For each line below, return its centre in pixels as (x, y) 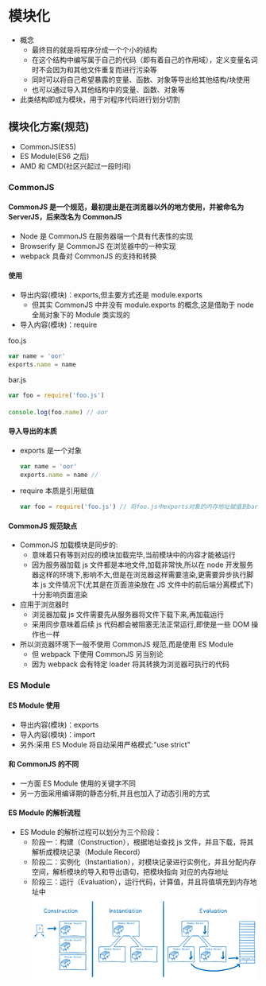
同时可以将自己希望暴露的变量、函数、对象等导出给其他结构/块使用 (141, 80)
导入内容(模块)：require (58, 325)
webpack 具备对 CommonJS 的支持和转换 (88, 256)
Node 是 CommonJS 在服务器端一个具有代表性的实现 (106, 236)
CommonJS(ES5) (48, 146)
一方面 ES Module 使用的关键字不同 (78, 783)
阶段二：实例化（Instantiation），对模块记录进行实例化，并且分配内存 (144, 862)
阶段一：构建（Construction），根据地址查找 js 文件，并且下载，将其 (143, 842)
